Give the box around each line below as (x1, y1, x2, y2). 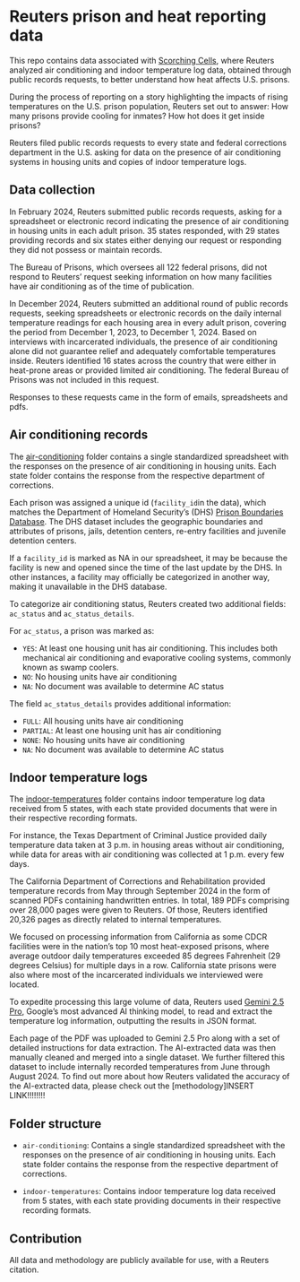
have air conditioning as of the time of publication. (9, 281, 194, 291)
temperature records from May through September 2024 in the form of (9, 886, 270, 897)
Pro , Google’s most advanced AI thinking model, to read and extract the (9, 1006, 273, 1017)
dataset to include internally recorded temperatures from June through (9, 1061, 270, 1072)
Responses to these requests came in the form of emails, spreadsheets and (9, 392, 288, 403)
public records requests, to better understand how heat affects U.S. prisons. (9, 74, 290, 84)
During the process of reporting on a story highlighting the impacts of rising (9, 91, 288, 102)
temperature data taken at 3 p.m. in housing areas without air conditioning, (9, 840, 285, 851)
